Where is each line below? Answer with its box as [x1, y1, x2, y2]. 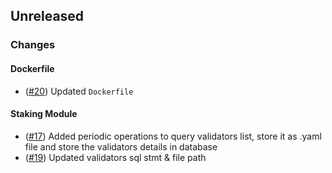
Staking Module [10, 108, 78, 120]
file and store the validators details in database [24, 140, 218, 153]
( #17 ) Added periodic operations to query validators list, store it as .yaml [24, 130, 322, 142]
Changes [10, 38, 56, 52]
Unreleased [10, 8, 85, 25]
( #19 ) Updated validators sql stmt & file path [24, 151, 207, 163]
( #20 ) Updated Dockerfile [24, 85, 134, 97]
